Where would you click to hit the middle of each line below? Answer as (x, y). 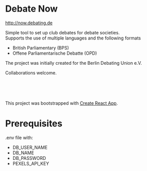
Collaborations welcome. (31, 73)
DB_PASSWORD (29, 158)
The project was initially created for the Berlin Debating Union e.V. (73, 63)
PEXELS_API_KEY (31, 163)
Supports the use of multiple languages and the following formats (73, 38)
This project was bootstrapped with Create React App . (62, 103)
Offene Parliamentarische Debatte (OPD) (55, 53)
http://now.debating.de (29, 23)
